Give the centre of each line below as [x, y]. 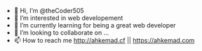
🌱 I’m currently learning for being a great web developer [95, 25]
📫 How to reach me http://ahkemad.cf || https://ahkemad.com [104, 40]
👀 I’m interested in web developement [68, 18]
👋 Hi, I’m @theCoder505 [49, 11]
